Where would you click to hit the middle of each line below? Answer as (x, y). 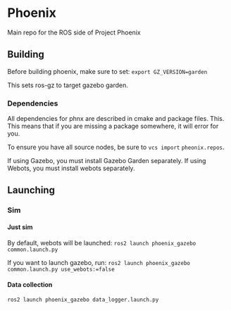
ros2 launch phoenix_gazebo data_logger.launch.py (83, 299)
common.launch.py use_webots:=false (61, 269)
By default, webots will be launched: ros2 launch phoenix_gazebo (102, 243)
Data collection (30, 285)
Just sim (20, 227)
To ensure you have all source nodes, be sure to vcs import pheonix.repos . (116, 147)
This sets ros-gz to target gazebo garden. (68, 85)
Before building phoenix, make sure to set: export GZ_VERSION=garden (107, 71)
